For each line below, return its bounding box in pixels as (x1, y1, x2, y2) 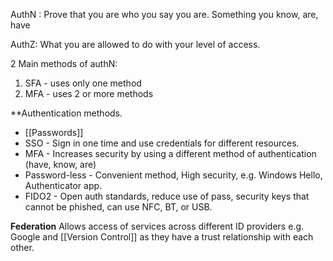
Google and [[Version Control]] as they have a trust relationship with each (10, 231, 314, 243)
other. (10, 242, 35, 253)
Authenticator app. (24, 180, 103, 191)
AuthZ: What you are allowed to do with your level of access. (10, 39, 261, 50)
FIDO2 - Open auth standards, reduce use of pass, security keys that (24, 190, 310, 202)
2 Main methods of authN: (10, 58, 118, 69)
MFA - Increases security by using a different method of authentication (24, 148, 317, 159)
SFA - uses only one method (24, 77, 142, 89)
